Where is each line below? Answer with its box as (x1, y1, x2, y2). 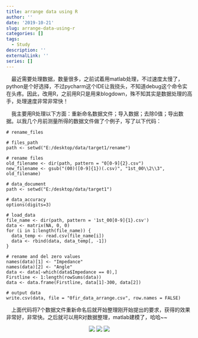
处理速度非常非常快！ (16, 97, 69, 104)
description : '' (6, 47, 46, 53)
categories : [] (6, 31, 44, 37)
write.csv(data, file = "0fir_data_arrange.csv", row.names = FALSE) (6, 295, 181, 301)
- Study (11, 42, 31, 48)
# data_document (6, 181, 46, 187)
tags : (6, 36, 20, 42)
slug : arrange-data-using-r (6, 25, 76, 31)
